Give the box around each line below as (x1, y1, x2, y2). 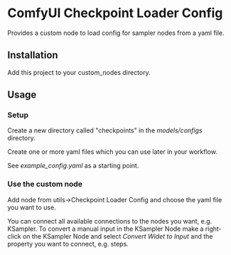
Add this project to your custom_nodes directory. (7, 68, 151, 76)
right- (205, 224, 222, 233)
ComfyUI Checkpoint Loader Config (7, 5, 223, 21)
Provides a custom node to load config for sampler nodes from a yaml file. (7, 28, 225, 37)
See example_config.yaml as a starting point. (7, 162, 139, 170)
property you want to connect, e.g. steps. (7, 239, 129, 248)
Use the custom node (7, 179, 83, 189)
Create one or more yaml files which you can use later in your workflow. (7, 147, 218, 156)
